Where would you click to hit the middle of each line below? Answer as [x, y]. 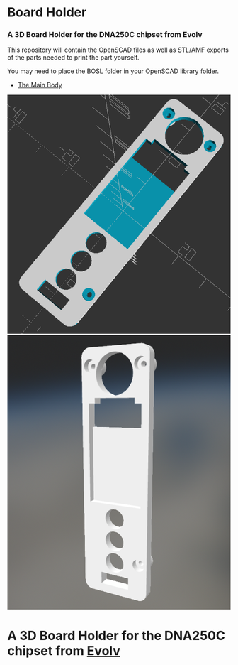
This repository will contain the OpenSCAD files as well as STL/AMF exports [118, 50]
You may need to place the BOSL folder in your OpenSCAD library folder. [113, 71]
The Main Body [40, 85]
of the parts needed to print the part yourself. [73, 58]
